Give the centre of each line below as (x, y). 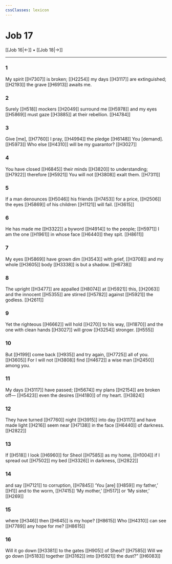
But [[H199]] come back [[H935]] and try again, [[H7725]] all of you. (77, 354)
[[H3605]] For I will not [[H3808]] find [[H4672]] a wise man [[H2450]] (80, 360)
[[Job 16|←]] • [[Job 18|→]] (34, 50)
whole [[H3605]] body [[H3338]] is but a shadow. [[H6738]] (69, 264)
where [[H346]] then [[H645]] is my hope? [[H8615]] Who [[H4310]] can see (86, 521)
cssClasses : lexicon (27, 10)
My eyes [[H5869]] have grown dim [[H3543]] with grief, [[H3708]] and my (84, 259)
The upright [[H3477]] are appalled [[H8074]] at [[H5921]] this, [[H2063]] (83, 289)
